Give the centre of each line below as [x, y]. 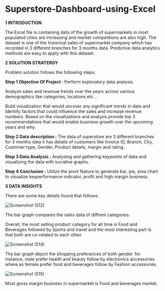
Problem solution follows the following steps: [50, 72]
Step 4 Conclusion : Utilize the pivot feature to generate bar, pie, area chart [82, 171]
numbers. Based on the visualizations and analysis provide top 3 [70, 116]
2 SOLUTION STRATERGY [32, 63]
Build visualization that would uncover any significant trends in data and [78, 106]
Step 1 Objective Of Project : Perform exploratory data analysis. [69, 82]
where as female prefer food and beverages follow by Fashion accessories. [81, 264]
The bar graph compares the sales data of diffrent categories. [68, 215]
